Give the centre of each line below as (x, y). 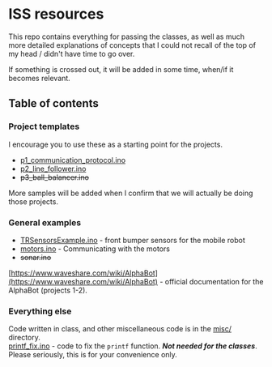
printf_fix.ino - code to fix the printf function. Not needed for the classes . (133, 346)
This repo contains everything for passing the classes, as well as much (127, 36)
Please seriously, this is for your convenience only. (93, 355)
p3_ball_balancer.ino (54, 177)
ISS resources (56, 14)
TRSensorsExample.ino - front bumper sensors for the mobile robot (132, 240)
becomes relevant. (39, 78)
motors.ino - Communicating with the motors (95, 249)
